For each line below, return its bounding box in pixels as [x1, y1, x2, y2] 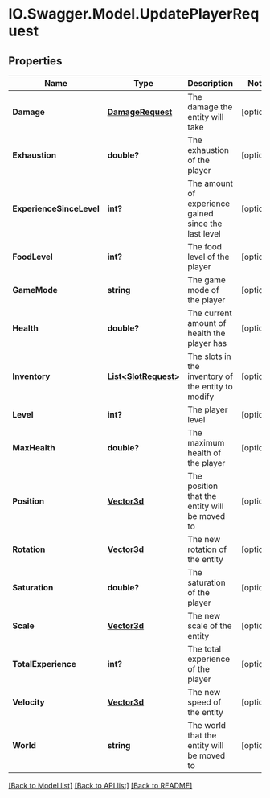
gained [187, 208, 215, 219]
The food [187, 241, 223, 252]
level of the [187, 251, 230, 262]
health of [187, 447, 222, 459]
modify [187, 391, 215, 402]
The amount [187, 178, 233, 189]
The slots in [187, 351, 231, 362]
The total [187, 644, 222, 654]
